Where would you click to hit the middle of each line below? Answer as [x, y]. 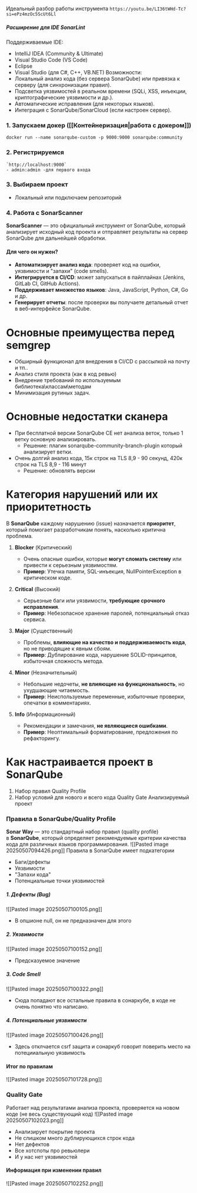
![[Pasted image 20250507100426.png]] [55, 1035]
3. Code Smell [24, 974]
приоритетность [49, 507]
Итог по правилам [29, 1066]
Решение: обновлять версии [59, 471]
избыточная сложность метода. [64, 661]
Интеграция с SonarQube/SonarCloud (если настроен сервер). [93, 110]
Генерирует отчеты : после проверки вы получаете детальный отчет [101, 302]
